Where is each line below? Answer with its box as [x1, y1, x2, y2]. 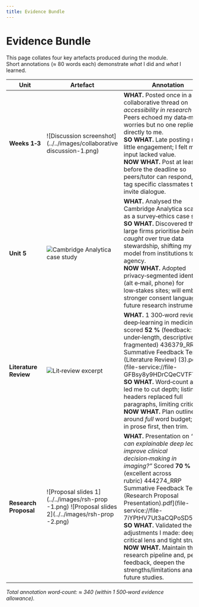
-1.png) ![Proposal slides [46, 502, 117, 511]
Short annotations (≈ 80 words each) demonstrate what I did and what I [6, 60, 182, 67]
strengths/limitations [123, 565, 181, 574]
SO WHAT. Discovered [123, 219, 188, 228]
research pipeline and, [123, 551, 186, 559]
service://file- [123, 506, 163, 514]
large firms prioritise [123, 227, 180, 235]
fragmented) [123, 340, 159, 348]
